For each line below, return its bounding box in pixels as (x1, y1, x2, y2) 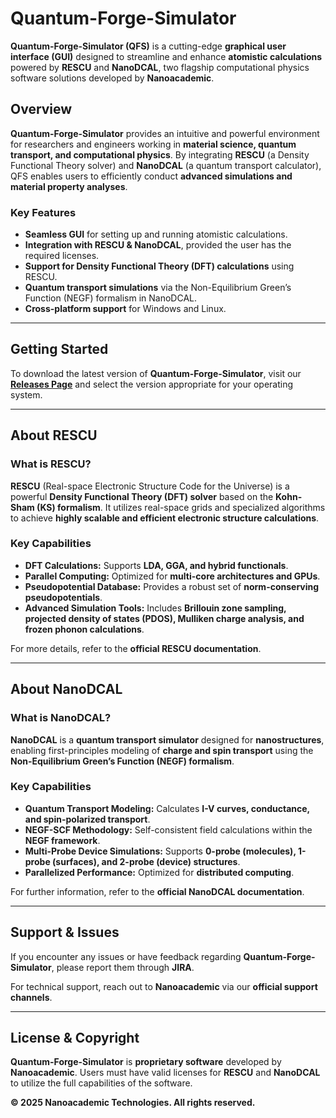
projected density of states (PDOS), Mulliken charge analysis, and (24, 612, 305, 624)
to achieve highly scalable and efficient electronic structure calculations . (10, 512, 320, 524)
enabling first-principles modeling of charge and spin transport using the (10, 744, 314, 756)
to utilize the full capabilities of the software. (10, 1077, 193, 1089)
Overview (10, 101, 73, 118)
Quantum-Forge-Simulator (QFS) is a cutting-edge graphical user (10, 40, 287, 52)
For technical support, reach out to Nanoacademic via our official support (10, 980, 318, 992)
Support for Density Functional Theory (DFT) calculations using (24, 260, 295, 272)
